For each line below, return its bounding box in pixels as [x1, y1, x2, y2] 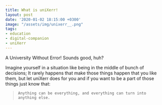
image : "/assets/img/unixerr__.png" [5, 21, 83, 27]
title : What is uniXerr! [5, 7, 58, 13]
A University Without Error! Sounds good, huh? [5, 55, 104, 61]
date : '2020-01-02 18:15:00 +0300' [5, 17, 81, 22]
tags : [5, 27, 17, 32]
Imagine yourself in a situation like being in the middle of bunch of [5, 64, 144, 70]
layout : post [5, 12, 33, 17]
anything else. [17, 95, 51, 100]
